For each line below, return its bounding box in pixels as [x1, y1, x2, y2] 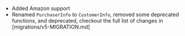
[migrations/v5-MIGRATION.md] [11, 23, 90, 30]
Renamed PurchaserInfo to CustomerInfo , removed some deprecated [11, 11, 179, 18]
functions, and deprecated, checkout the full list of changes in [11, 17, 164, 24]
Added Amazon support [11, 5, 70, 12]
